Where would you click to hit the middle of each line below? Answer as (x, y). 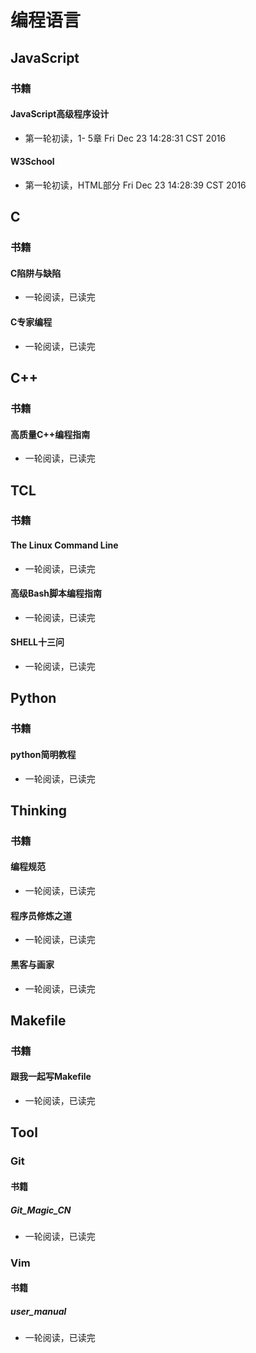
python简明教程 (43, 754)
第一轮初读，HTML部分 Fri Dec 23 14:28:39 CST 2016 (135, 185)
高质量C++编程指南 (50, 434)
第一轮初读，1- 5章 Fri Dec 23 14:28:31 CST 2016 (125, 138)
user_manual (38, 1311)
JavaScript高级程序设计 (60, 114)
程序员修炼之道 (41, 915)
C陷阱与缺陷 (36, 273)
